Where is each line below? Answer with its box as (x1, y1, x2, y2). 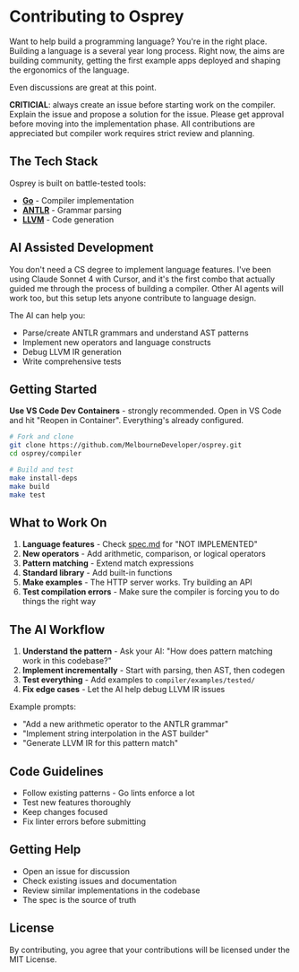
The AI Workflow (9, 621, 106, 638)
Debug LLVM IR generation (21, 346, 123, 357)
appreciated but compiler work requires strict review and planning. (9, 127, 255, 138)
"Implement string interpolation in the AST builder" (21, 728, 209, 739)
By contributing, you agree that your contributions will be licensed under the (9, 944, 291, 955)
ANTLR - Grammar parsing (21, 204, 123, 215)
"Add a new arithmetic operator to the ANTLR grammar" (21, 719, 229, 730)
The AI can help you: (9, 309, 86, 320)
